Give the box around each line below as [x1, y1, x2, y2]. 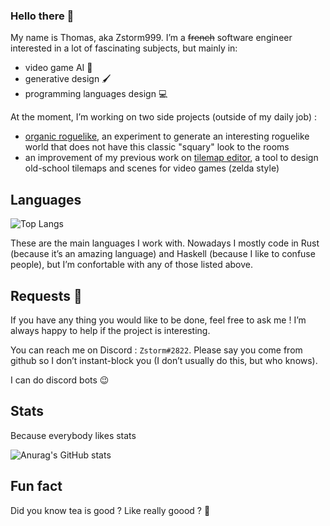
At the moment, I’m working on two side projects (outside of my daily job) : [10, 111, 318, 123]
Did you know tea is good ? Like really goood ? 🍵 [10, 504, 211, 516]
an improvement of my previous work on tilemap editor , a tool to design [24, 152, 319, 164]
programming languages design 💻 [24, 88, 168, 100]
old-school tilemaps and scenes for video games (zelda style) [24, 162, 280, 174]
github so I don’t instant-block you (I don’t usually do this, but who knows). [10, 354, 318, 366]
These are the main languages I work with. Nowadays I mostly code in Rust [10, 237, 320, 249]
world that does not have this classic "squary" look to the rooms [24, 141, 290, 153]
